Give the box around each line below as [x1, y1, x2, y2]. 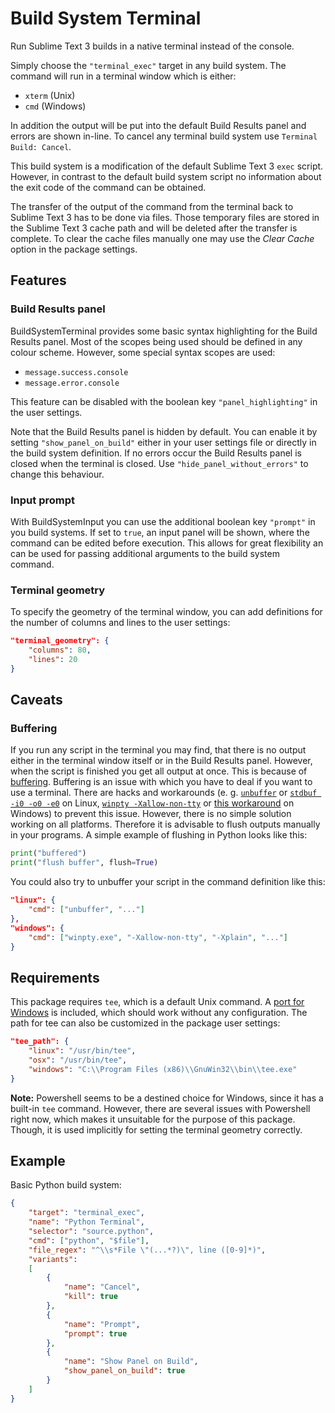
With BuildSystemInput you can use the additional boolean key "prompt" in [10, 515, 316, 527]
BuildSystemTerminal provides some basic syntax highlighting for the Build [10, 325, 318, 337]
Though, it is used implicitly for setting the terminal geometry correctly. [10, 1123, 303, 1136]
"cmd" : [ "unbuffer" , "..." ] [28, 905, 145, 915]
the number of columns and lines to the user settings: [10, 617, 231, 629]
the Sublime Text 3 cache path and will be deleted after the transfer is [10, 222, 298, 234]
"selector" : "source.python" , [28, 1227, 155, 1237]
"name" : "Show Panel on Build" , [63, 1357, 199, 1367]
